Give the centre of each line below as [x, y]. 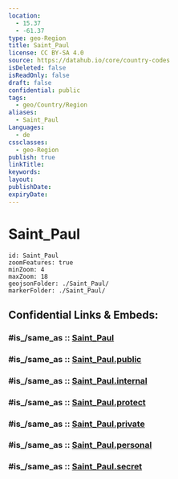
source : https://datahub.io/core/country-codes [89, 61]
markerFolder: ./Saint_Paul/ [57, 290]
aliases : [23, 113]
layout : [21, 180]
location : [25, 16]
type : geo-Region [37, 38]
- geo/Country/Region [52, 105]
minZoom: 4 [26, 269]
